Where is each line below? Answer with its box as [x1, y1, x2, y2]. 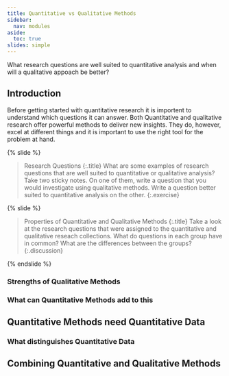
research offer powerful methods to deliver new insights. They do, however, [7, 121, 221, 129]
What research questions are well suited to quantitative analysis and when [7, 61, 217, 68]
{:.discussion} [23, 246, 64, 254]
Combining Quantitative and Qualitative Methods [7, 358, 221, 370]
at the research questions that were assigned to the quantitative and [23, 224, 217, 233]
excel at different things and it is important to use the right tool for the [7, 127, 204, 136]
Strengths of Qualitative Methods [7, 277, 121, 286]
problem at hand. [7, 135, 56, 143]
